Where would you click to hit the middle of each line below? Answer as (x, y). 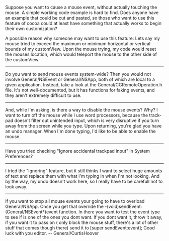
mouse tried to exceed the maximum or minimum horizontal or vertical (78, 44)
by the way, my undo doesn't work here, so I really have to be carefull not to (84, 181)
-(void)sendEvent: (123, 206)
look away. (16, 187)
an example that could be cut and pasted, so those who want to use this (80, 18)
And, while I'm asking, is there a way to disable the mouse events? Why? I (81, 110)
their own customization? (31, 29)
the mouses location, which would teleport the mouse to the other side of (81, 54)
